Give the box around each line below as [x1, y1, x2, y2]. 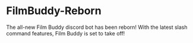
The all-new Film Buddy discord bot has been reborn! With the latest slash [6, 24, 188, 31]
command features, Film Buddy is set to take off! [6, 29, 125, 37]
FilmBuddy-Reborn [6, 4, 102, 18]
